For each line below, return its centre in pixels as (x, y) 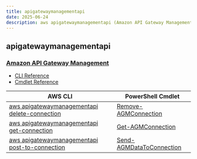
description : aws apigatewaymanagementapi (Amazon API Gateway (85, 22)
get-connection (31, 131)
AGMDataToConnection (149, 147)
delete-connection (35, 114)
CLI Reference (32, 76)
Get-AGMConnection (146, 127)
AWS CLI (60, 96)
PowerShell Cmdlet (152, 96)
